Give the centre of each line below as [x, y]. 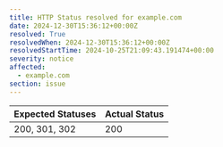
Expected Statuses [55, 114]
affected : [28, 68]
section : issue [38, 84]
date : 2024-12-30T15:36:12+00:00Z [74, 26]
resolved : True [38, 34]
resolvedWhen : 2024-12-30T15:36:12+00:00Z [90, 42]
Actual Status [134, 114]
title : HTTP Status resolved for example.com [95, 17]
